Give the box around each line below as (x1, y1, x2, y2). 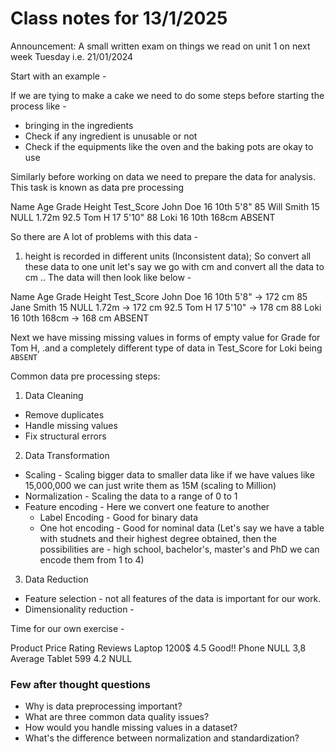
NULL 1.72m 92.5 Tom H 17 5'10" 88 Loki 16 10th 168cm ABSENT (10, 211, 276, 223)
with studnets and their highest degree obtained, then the (39, 532, 277, 544)
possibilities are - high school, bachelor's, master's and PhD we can (39, 543, 320, 555)
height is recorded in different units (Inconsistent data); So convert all (24, 250, 312, 262)
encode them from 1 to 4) (39, 553, 145, 566)
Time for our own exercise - (10, 622, 125, 634)
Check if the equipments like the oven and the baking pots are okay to (24, 140, 314, 152)
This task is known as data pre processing (10, 181, 185, 193)
